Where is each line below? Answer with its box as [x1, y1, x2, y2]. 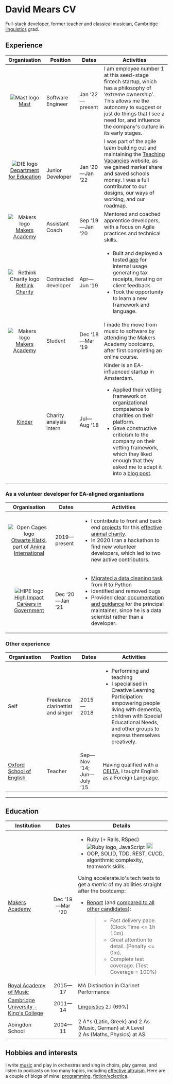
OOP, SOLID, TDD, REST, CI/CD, [86, 850, 164, 858]
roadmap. [103, 202, 127, 209]
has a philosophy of [103, 84, 152, 91]
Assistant [46, 220, 69, 227]
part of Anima [12, 543, 46, 550]
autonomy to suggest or [103, 103, 162, 111]
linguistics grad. [5, 26, 40, 32]
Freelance [46, 696, 71, 704]
